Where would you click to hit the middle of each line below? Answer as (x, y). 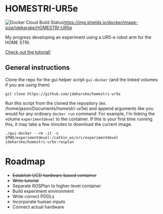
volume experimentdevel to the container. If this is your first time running (79, 119)
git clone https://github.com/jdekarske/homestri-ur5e (63, 94)
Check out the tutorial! (28, 52)
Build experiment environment (43, 191)
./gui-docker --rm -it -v (32, 133)
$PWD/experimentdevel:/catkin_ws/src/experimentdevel (62, 137)
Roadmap (25, 161)
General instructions (38, 68)
